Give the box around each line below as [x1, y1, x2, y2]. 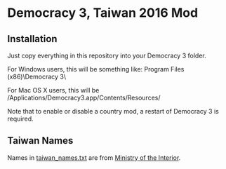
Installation [7, 33, 58, 45]
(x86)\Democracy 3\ [7, 72, 67, 81]
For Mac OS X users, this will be [7, 86, 100, 94]
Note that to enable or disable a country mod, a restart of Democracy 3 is [7, 107, 219, 115]
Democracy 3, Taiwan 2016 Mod [7, 5, 199, 21]
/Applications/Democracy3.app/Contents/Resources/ [7, 93, 161, 102]
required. [7, 114, 34, 123]
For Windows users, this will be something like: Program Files [7, 65, 185, 73]
